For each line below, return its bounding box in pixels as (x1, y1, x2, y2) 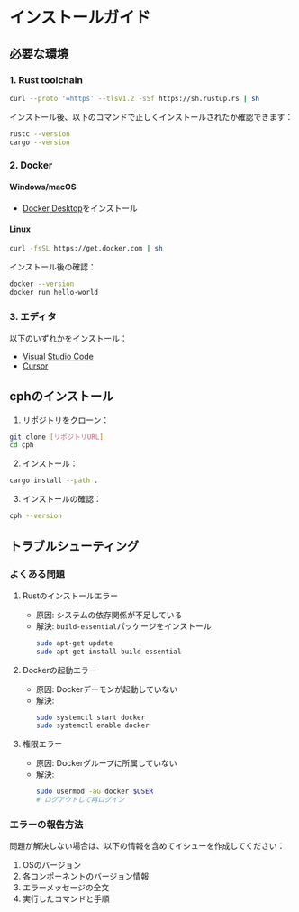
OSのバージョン (22, 860, 82, 871)
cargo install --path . (9, 476, 99, 486)
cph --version (9, 512, 63, 521)
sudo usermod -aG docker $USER (35, 787, 154, 797)
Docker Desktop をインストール (22, 203, 138, 214)
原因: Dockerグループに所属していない (35, 758, 177, 769)
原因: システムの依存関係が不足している (35, 609, 183, 620)
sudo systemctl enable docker (35, 721, 150, 730)
